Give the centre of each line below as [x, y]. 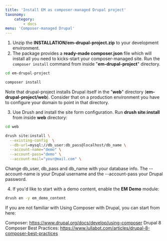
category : [24, 19]
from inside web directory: [40, 117]
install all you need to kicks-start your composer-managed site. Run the [86, 59]
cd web [12, 127]
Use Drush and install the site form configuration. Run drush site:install [86, 112]
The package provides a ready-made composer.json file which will [82, 54]
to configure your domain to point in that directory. [57, 102]
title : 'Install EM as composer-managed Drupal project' [66, 10]
